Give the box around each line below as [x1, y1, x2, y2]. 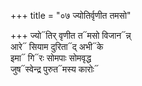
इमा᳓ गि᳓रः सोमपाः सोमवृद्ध [10, 52, 92, 64]
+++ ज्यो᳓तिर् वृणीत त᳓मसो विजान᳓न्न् [10, 30, 132, 41]
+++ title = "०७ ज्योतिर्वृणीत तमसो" [10, 10, 132, 21]
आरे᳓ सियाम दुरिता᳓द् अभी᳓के [10, 41, 104, 52]
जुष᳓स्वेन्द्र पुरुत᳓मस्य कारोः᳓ [10, 63, 99, 75]
